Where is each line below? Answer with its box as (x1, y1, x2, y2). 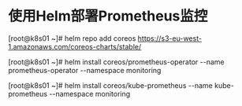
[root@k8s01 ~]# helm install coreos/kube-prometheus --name (8, 80, 213, 90)
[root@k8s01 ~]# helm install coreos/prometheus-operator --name (8, 57, 225, 67)
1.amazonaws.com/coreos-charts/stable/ (8, 42, 142, 51)
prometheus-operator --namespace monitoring (8, 65, 162, 75)
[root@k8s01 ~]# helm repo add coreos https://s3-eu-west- (8, 33, 203, 43)
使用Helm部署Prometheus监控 (8, 7, 208, 25)
